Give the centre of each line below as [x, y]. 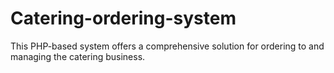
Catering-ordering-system [123, 18]
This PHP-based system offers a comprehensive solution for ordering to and [167, 46]
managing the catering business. [78, 56]
